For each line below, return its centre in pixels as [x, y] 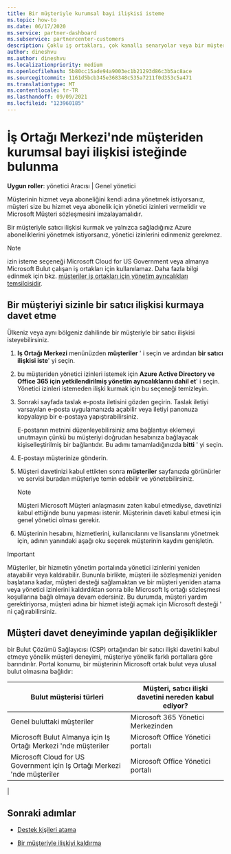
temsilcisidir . [25, 283]
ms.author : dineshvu [37, 59]
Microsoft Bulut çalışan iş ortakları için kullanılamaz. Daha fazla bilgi [103, 268]
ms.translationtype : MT [41, 84]
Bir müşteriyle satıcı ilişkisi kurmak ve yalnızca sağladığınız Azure [99, 227]
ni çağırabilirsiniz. [32, 611]
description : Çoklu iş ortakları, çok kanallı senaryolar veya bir [106, 46]
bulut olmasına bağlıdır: [40, 672]
